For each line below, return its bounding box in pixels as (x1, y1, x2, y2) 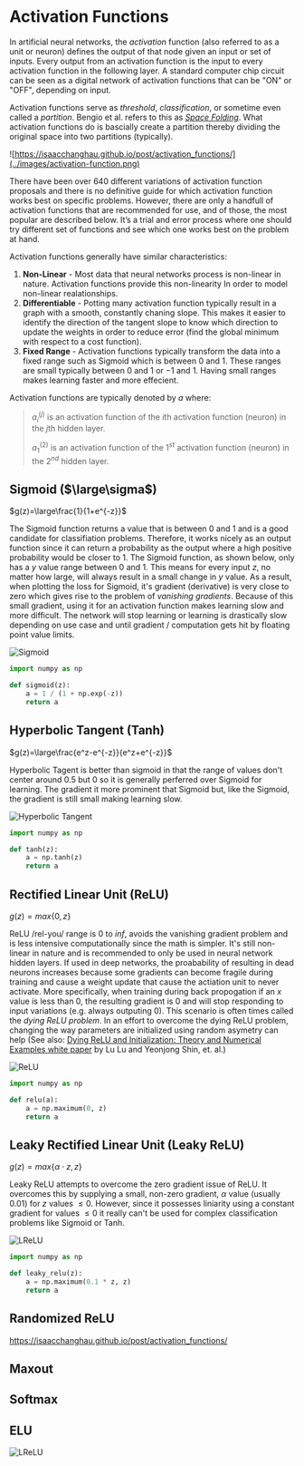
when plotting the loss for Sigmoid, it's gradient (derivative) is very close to (9, 581, 290, 592)
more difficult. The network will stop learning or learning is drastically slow (9, 610, 288, 621)
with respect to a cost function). (22, 335, 142, 346)
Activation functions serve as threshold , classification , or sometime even (9, 102, 281, 112)
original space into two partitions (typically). (9, 131, 174, 141)
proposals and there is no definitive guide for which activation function (9, 185, 273, 196)
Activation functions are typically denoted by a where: (9, 392, 212, 403)
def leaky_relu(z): (9, 1269, 83, 1278)
